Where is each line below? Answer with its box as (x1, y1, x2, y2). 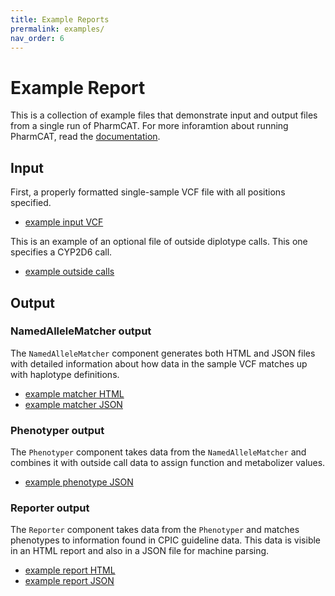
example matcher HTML (24, 387, 125, 400)
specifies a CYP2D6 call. (10, 246, 113, 258)
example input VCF (24, 216, 104, 228)
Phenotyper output (10, 423, 105, 437)
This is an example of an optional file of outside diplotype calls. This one (10, 236, 308, 248)
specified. (10, 197, 52, 209)
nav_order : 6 (10, 33, 65, 43)
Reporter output (10, 501, 90, 515)
